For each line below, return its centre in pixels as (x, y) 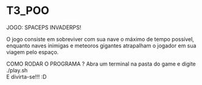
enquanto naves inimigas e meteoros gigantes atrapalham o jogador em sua (101, 46)
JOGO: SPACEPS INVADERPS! (44, 27)
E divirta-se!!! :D (26, 76)
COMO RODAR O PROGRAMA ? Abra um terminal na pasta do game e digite (101, 64)
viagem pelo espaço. (33, 52)
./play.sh (17, 70)
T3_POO (28, 11)
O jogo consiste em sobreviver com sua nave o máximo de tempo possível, (100, 39)
